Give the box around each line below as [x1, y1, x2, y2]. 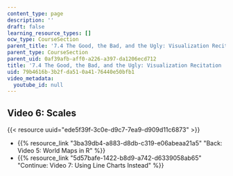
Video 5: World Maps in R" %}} [17, 147, 106, 155]
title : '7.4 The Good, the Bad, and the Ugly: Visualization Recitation [7, 62, 222, 69]
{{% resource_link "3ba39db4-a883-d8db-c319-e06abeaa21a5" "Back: [17, 139, 223, 147]
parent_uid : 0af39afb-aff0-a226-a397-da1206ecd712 [7, 56, 157, 63]
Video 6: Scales [7, 107, 77, 119]
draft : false [7, 23, 45, 30]
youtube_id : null [13, 81, 64, 88]
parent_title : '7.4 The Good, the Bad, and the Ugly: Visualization [7, 42, 209, 49]
